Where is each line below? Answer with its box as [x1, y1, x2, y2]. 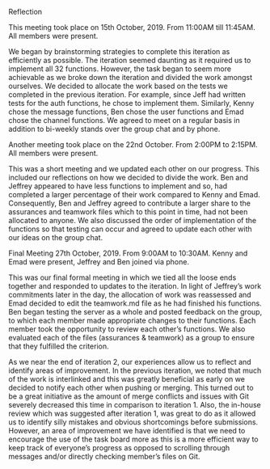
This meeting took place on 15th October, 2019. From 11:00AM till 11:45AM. [8, 23, 256, 32]
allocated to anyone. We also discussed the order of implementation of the [8, 216, 257, 225]
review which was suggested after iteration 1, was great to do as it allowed [8, 408, 256, 418]
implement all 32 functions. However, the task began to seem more [8, 64, 232, 74]
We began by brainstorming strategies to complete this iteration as [8, 47, 230, 56]
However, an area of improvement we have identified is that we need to [8, 426, 246, 435]
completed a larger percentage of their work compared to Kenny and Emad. [8, 190, 260, 199]
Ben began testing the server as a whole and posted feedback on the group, [8, 307, 263, 316]
